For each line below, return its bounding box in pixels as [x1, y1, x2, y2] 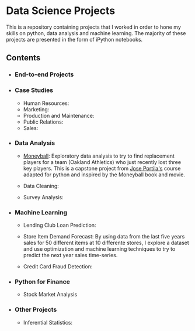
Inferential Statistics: [23, 319, 73, 326]
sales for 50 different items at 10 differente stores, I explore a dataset [23, 239, 190, 247]
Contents [6, 53, 41, 63]
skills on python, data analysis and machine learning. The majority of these [6, 29, 186, 36]
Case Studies [14, 86, 54, 94]
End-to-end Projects [14, 70, 74, 79]
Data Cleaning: [23, 182, 60, 189]
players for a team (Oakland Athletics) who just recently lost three [23, 158, 182, 165]
